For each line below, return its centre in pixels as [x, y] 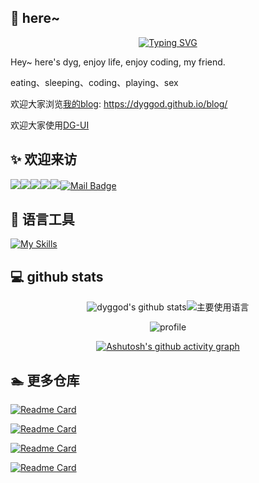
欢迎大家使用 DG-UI [50, 125]
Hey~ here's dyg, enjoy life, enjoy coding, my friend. [118, 62]
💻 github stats [57, 276]
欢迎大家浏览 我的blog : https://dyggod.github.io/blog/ [119, 103]
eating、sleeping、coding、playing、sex [94, 82]
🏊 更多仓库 [45, 380]
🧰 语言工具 [42, 219]
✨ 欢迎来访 [44, 159]
